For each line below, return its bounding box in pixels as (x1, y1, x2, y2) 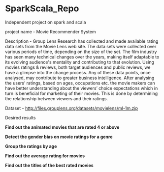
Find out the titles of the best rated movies (5, 162, 94, 168)
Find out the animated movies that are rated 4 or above (5, 124, 120, 130)
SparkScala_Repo (5, 3, 79, 14)
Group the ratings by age (5, 143, 57, 149)
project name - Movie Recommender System (5, 29, 96, 34)
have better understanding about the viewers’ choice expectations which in (5, 85, 158, 91)
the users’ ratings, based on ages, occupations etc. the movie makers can (5, 80, 155, 86)
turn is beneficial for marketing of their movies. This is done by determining (5, 90, 158, 96)
